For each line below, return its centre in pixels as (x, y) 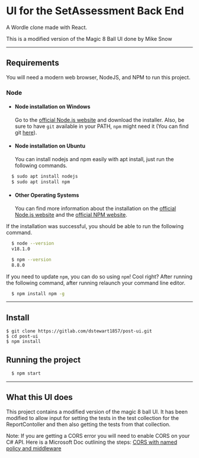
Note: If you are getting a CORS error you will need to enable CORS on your (98, 435)
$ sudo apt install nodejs (45, 177)
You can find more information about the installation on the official (95, 209)
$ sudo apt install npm (41, 182)
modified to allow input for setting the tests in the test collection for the (93, 418)
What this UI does (39, 397)
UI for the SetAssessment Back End (95, 11)
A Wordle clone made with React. (47, 27)
